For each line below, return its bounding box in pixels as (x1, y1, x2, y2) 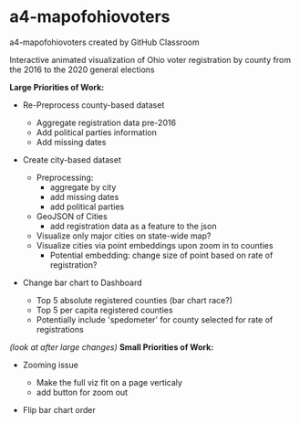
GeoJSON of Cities (36, 210, 108, 221)
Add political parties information (36, 126, 157, 138)
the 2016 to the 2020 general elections (9, 64, 155, 75)
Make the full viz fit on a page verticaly (36, 376, 182, 387)
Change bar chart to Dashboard (22, 277, 143, 288)
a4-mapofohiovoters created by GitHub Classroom (9, 37, 200, 48)
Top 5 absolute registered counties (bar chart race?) (36, 294, 233, 305)
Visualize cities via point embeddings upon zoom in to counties (36, 239, 274, 250)
